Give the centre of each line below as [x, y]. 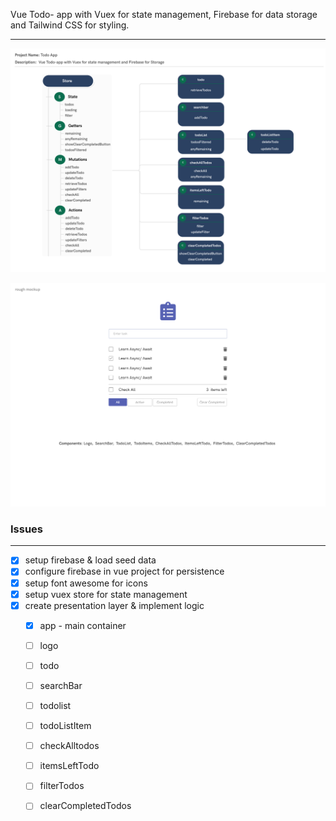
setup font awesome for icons [86, 583]
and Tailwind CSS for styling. [70, 25]
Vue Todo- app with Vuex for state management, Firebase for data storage [164, 14]
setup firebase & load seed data [90, 560]
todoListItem [65, 726]
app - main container [83, 625]
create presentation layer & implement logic [114, 605]
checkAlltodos [69, 746]
